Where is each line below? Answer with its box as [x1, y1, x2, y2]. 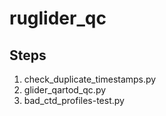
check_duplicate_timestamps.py [23, 73, 157, 85]
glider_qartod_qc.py [23, 84, 107, 96]
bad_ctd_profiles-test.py [23, 95, 125, 106]
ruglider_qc [9, 7, 107, 30]
